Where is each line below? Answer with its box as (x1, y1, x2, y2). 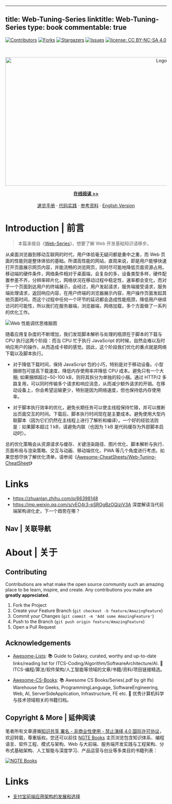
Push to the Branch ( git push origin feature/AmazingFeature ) (12, 618, 145, 625)
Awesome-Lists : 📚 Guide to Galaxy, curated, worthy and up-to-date (12, 653, 157, 659)
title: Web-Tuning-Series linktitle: (5, 15, 114, 24)
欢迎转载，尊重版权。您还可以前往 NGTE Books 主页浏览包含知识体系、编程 (5, 734, 165, 741)
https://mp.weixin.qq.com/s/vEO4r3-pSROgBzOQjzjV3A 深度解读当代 (12, 501, 160, 507)
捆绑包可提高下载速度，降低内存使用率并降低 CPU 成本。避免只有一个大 (12, 367, 164, 373)
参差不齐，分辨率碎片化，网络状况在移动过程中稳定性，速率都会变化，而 (9, 277, 162, 283)
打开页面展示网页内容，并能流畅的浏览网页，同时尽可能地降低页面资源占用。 (5, 264, 167, 270)
